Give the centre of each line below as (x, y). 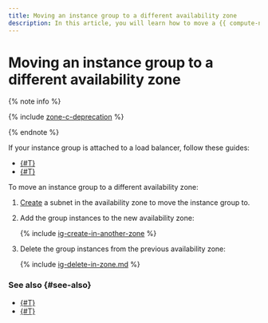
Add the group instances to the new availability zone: (107, 218)
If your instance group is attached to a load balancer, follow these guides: (129, 148)
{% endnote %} (34, 132)
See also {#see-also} (50, 286)
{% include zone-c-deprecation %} (66, 117)
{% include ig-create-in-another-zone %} (88, 234)
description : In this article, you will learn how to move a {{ (117, 23)
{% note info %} (35, 101)
